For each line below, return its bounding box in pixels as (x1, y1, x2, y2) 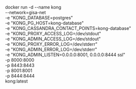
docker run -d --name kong (5, 4, 62, 10)
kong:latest (5, 78, 28, 84)
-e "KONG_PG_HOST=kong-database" (5, 20, 84, 26)
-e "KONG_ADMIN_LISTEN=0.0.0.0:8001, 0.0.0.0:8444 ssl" (5, 52, 126, 58)
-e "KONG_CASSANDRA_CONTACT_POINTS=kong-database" (5, 25, 132, 31)
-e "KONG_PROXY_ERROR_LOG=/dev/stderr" (5, 41, 98, 47)
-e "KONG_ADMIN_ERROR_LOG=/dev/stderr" (5, 47, 98, 52)
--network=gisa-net (5, 9, 46, 15)
